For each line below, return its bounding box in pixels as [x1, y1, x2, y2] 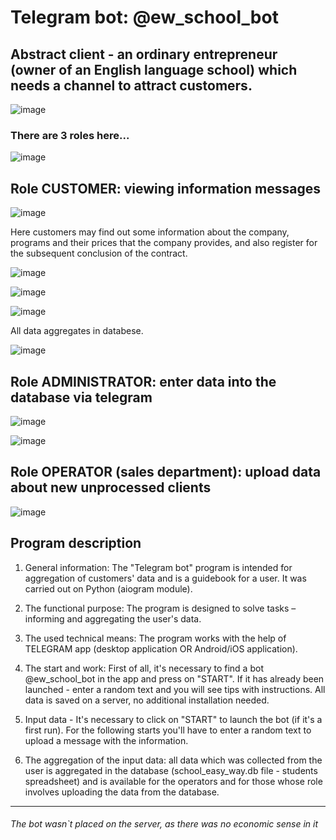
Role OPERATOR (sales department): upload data [10, 464, 322, 481]
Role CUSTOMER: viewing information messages [10, 180, 321, 197]
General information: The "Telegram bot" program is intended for [24, 561, 293, 573]
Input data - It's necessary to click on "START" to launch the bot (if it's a [24, 713, 323, 725]
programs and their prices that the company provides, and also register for [10, 237, 318, 249]
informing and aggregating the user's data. [24, 612, 202, 625]
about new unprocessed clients [10, 479, 212, 496]
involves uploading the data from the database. [24, 786, 220, 798]
